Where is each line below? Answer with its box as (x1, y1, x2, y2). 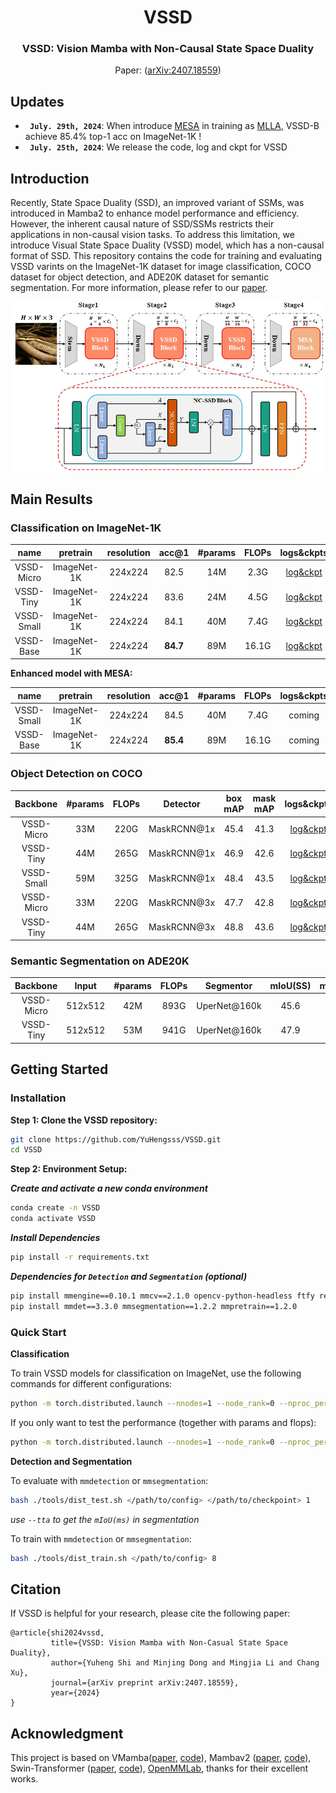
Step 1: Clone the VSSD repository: (10, 1114, 158, 1126)
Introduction (10, 170, 90, 187)
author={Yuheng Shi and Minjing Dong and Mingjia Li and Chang (50, 1658, 320, 1668)
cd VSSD (10, 1145, 43, 1155)
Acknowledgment (10, 1725, 124, 1742)
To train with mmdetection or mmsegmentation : (10, 1532, 192, 1545)
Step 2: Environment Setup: (10, 1163, 128, 1175)
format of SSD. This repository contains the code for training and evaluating (10, 250, 323, 262)
